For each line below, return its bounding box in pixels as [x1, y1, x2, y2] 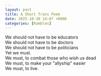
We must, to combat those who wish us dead [5, 55, 97, 61]
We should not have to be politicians [5, 45, 78, 51]
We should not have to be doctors [5, 40, 74, 46]
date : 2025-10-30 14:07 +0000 [5, 16, 67, 21]
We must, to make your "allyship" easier [5, 60, 86, 66]
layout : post [5, 7, 32, 12]
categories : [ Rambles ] [5, 21, 51, 26]
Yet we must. [5, 50, 31, 56]
